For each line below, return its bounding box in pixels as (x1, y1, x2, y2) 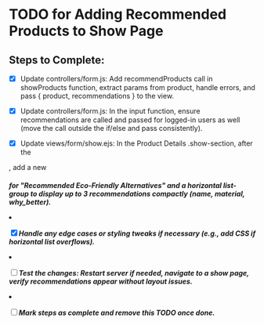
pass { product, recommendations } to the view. (20, 92, 175, 101)
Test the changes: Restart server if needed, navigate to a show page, (19, 268, 250, 277)
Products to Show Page (9, 22, 164, 40)
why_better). (9, 197, 52, 207)
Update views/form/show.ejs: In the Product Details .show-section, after (20, 139, 253, 148)
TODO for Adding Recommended (9, 5, 227, 23)
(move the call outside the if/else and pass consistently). (20, 124, 203, 133)
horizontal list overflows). (9, 237, 96, 246)
